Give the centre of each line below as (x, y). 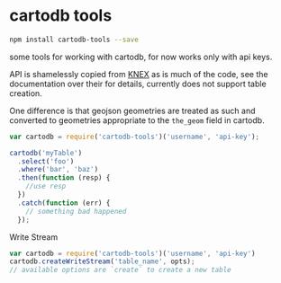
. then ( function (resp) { (64, 178)
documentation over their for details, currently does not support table (138, 84)
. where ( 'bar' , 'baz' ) (58, 170)
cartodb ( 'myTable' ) (46, 153)
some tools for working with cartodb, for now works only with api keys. (141, 57)
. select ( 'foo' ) (46, 161)
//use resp (46, 186)
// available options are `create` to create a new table (120, 270)
